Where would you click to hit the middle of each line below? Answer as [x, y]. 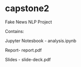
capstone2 [27, 8]
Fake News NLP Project [29, 22]
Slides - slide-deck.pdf [28, 59]
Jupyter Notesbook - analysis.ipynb [41, 41]
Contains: [15, 31]
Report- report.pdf [24, 50]
